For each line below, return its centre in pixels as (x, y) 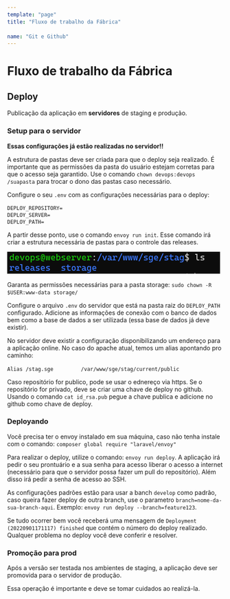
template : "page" (32, 14)
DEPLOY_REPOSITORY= (35, 208)
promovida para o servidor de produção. (65, 576)
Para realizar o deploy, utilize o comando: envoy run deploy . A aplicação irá (114, 457)
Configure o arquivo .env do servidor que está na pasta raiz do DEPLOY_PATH (114, 305)
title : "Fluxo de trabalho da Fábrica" (64, 22)
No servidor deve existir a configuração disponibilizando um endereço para (114, 340)
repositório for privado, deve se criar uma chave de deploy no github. (105, 389)
